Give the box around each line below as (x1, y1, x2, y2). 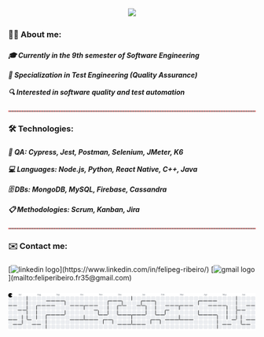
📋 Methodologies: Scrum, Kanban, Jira (8, 204, 140, 214)
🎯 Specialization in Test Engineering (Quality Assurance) (8, 70, 198, 79)
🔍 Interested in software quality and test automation (8, 87, 185, 97)
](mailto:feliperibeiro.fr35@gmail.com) (8, 273, 132, 283)
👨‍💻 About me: (8, 28, 62, 39)
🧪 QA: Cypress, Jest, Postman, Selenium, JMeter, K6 (8, 147, 184, 156)
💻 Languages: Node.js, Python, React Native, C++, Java (8, 164, 198, 174)
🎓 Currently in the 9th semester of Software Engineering (8, 50, 200, 60)
